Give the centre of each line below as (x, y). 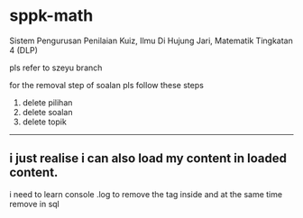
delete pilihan (47, 102)
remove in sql (35, 204)
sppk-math (51, 16)
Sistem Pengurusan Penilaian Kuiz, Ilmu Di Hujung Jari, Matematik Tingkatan (151, 41)
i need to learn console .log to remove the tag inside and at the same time (146, 194)
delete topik (45, 122)
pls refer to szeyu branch (56, 68)
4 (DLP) (24, 50)
